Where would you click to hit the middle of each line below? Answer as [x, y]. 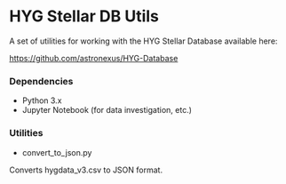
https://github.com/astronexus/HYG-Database [94, 58]
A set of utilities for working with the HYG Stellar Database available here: [143, 41]
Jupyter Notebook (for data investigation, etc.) [107, 110]
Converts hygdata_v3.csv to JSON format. [86, 170]
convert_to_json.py [57, 152]
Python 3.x [42, 100]
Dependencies [41, 81]
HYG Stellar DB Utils [84, 16]
